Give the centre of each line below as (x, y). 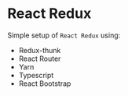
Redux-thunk (40, 50)
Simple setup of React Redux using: (64, 35)
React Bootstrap (45, 84)
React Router (40, 59)
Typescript (36, 75)
